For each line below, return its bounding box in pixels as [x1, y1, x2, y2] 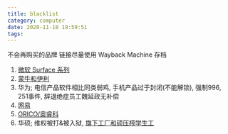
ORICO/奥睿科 [17, 110, 59, 118]
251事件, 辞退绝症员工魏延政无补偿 [17, 92, 120, 101]
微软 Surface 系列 [17, 65, 70, 74]
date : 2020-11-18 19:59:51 [7, 23, 88, 30]
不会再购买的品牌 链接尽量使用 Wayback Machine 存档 [7, 50, 167, 59]
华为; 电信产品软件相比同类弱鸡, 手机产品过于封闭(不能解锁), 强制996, [17, 83, 222, 92]
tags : [7, 30, 24, 38]
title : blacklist [7, 10, 59, 18]
